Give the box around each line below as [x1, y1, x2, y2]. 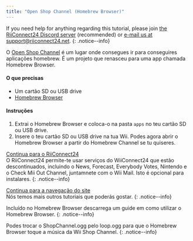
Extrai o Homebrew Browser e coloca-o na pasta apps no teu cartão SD [14, 120, 187, 128]
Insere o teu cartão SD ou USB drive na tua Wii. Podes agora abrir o [14, 133, 178, 140]
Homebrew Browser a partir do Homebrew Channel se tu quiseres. [14, 139, 176, 146]
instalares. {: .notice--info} [6, 176, 70, 183]
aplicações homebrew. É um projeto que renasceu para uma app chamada [6, 55, 186, 62]
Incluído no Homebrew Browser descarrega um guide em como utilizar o [6, 205, 182, 212]
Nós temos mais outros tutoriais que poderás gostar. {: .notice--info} [6, 193, 172, 200]
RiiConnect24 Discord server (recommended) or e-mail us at [6, 31, 153, 38]
